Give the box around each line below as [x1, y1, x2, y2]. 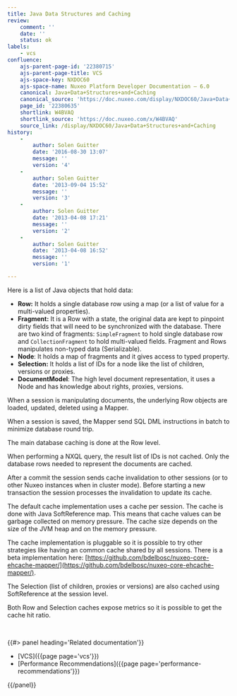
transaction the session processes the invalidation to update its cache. [7, 488, 212, 497]
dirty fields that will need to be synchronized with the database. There [17, 322, 221, 330]
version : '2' [32, 227, 71, 234]
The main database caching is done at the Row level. [7, 438, 161, 446]
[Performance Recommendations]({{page [17, 659, 139, 668]
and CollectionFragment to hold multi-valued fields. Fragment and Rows [17, 337, 227, 345]
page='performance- [140, 659, 202, 668]
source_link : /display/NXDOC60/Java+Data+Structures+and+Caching [20, 122, 217, 129]
